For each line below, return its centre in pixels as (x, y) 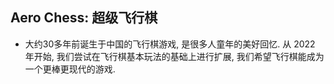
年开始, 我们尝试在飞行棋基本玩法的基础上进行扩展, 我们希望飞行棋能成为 (174, 56)
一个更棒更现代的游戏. (70, 69)
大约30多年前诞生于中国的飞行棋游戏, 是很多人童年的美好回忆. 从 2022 (170, 44)
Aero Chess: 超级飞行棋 (84, 18)
